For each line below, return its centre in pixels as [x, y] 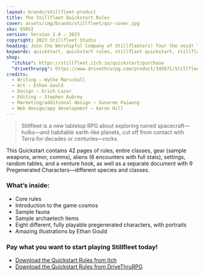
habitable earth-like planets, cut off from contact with [117, 132]
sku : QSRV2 [20, 29]
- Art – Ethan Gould [38, 86]
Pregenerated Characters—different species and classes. [78, 170]
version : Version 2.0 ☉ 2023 [43, 35]
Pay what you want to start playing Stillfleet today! [82, 247]
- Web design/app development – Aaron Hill [67, 108]
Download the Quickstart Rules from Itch [66, 260]
